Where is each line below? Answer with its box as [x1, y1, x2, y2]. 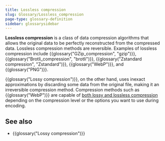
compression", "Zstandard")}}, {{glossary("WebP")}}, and [5, 61, 124, 67]
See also [5, 117, 32, 126]
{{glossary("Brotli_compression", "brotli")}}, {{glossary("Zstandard [5, 56, 142, 62]
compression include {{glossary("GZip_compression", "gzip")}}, [5, 51, 136, 57]
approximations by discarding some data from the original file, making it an [5, 82, 159, 88]
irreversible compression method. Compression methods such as [5, 87, 140, 93]
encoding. [5, 103, 26, 109]
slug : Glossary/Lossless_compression [5, 12, 84, 17]
